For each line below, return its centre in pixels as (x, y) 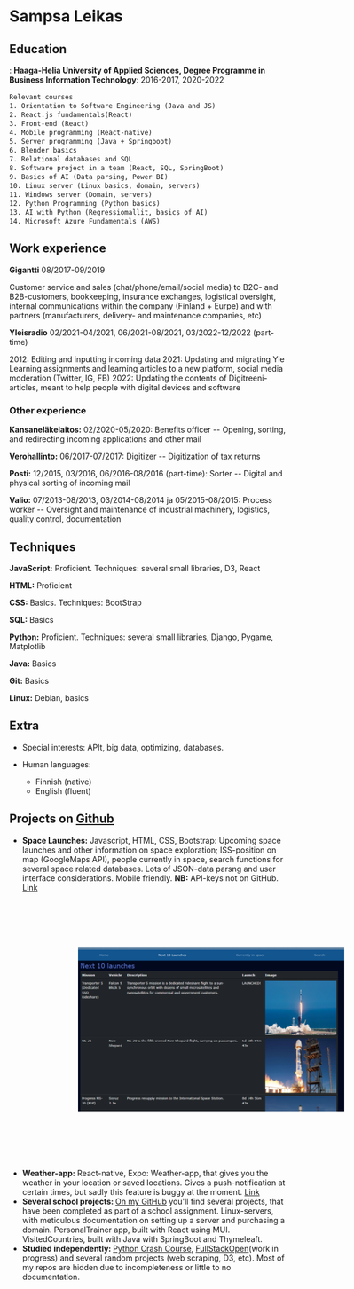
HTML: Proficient (41, 585)
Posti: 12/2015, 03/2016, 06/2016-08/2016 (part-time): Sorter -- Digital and (146, 474)
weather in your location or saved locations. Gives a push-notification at (153, 1183)
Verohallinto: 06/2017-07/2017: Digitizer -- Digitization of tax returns (135, 456)
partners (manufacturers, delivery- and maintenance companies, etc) (135, 315)
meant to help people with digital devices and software (141, 387)
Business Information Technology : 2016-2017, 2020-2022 (117, 80)
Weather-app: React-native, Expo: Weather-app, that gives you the (145, 1174)
